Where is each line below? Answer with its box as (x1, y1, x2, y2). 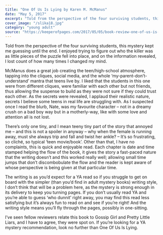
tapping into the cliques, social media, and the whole (5, 73, 111, 78)
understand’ (5, 78, 29, 84)
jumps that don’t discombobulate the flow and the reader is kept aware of (5, 159, 152, 165)
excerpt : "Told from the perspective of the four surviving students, (5, 16, 151, 21)
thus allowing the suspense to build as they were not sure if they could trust (5, 88, 157, 94)
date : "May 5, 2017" (5, 12, 47, 16)
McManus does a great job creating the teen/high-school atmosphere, (5, 68, 146, 73)
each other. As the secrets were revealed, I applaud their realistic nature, (5, 94, 150, 99)
